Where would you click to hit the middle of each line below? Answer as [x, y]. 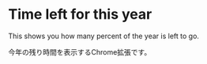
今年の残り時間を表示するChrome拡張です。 [80, 52]
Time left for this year [80, 14]
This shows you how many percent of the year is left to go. [104, 36]
